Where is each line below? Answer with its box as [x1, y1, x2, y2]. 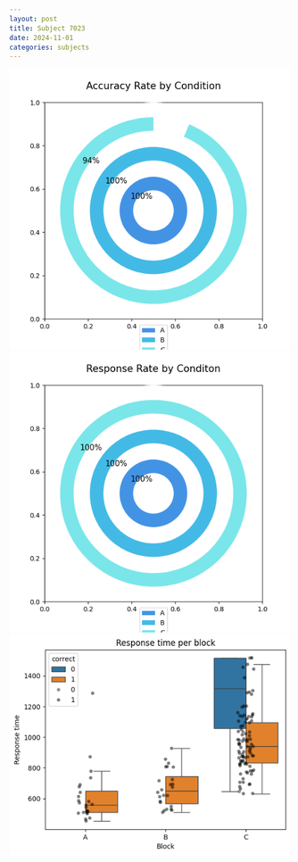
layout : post [9, 14, 58, 23]
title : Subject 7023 [9, 23, 87, 33]
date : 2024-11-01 [9, 33, 74, 42]
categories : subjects [9, 43, 90, 52]
